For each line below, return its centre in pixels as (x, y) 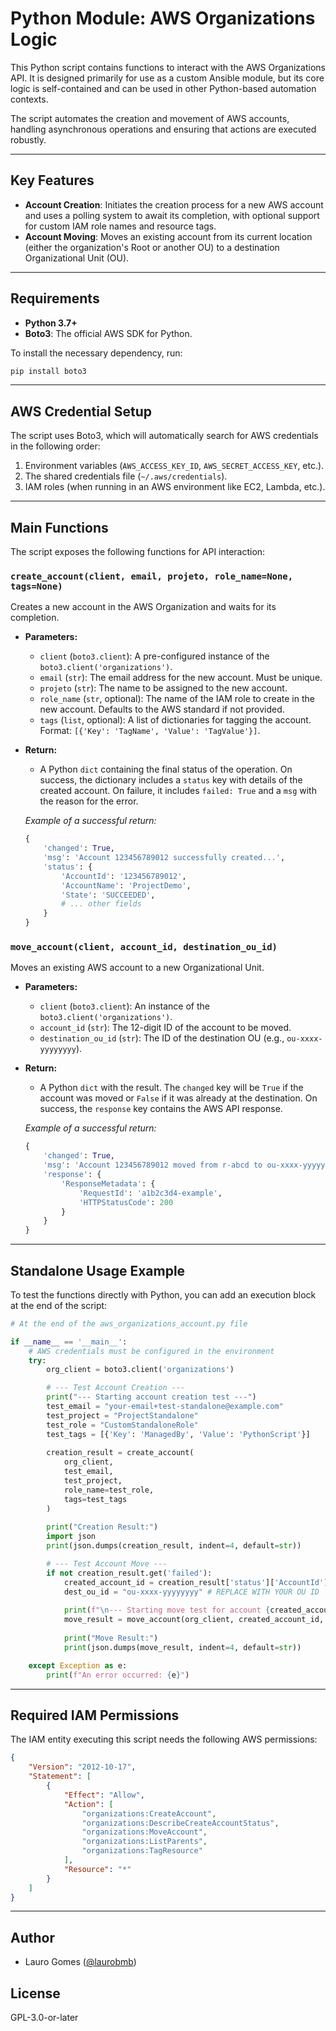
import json (71, 1537)
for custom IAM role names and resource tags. (120, 226)
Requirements (55, 298)
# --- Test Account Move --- (107, 1564)
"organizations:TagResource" (142, 1851)
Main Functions (59, 527)
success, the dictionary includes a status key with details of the (171, 780)
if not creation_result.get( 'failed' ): (129, 1573)
